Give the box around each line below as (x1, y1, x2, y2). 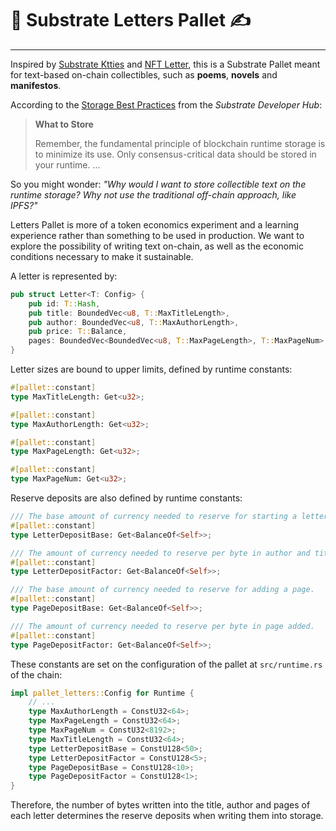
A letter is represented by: (10, 270, 118, 282)
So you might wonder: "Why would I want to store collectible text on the (10, 178, 307, 190)
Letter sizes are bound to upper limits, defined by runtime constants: (10, 363, 293, 376)
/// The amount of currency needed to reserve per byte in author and (10, 548, 311, 558)
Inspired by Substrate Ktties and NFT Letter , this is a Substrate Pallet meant (10, 58, 321, 70)
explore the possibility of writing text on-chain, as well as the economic (10, 240, 304, 252)
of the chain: (10, 668, 63, 681)
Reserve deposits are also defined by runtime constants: (10, 492, 243, 504)
